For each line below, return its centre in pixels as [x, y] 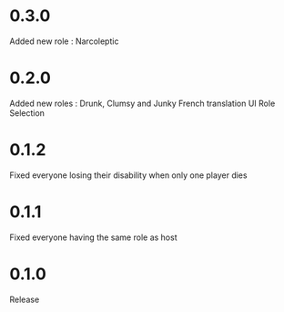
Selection [27, 113]
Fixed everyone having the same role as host [93, 237]
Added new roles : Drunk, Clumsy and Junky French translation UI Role [142, 103]
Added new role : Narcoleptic [64, 41]
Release [25, 299]
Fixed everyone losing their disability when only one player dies [128, 175]
